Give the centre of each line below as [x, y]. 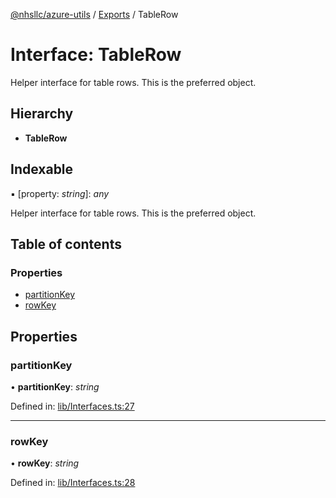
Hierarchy [42, 114]
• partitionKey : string [55, 386]
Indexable [42, 169]
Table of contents [66, 244]
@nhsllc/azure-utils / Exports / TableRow [94, 14]
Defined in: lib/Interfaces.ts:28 [73, 483]
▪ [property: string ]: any [60, 193]
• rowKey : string [45, 463]
